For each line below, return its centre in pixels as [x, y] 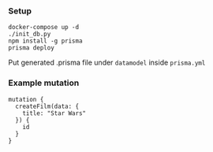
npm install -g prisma [45, 41]
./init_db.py [30, 34]
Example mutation [44, 83]
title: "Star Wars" [54, 113]
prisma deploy [32, 48]
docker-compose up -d [44, 28]
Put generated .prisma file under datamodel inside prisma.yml [107, 63]
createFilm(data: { [47, 106]
